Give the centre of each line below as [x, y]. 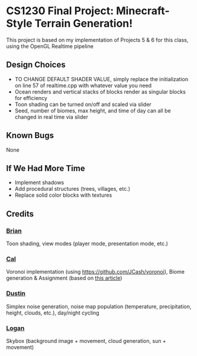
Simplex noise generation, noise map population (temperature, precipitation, [99, 306]
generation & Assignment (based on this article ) [64, 278]
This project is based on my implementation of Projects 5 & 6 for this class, [97, 40]
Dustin [16, 293]
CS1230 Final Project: [60, 11]
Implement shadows [39, 182]
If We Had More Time [46, 168]
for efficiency [31, 98]
